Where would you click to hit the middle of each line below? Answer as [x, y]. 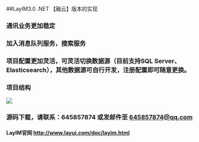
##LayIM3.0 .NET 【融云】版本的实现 [52, 9]
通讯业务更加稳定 [31, 26]
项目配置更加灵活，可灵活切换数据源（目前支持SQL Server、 [94, 61]
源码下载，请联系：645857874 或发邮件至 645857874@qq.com [99, 117]
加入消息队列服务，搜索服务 [46, 43]
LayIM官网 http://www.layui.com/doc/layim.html [68, 132]
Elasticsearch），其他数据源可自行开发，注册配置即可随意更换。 [98, 70]
